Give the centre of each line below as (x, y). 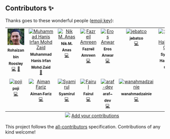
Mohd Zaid (41, 67)
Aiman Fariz (41, 94)
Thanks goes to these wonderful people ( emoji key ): (60, 20)
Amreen (89, 56)
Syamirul (67, 94)
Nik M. (67, 43)
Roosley (16, 63)
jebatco (136, 38)
